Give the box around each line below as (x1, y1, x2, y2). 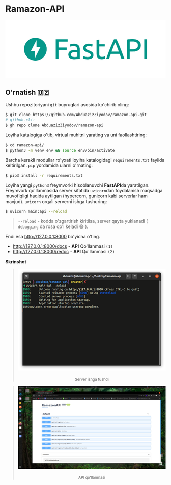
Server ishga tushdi (74, 377, 109, 382)
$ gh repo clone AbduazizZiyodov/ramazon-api (5, 123, 103, 128)
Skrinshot (5, 258, 26, 265)
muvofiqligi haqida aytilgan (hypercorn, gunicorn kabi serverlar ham (5, 193, 148, 199)
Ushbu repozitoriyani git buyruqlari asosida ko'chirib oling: (5, 101, 129, 107)
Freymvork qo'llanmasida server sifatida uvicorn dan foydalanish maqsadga (5, 187, 163, 193)
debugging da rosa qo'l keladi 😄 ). (17, 223, 88, 230)
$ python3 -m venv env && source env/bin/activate (5, 148, 115, 153)
